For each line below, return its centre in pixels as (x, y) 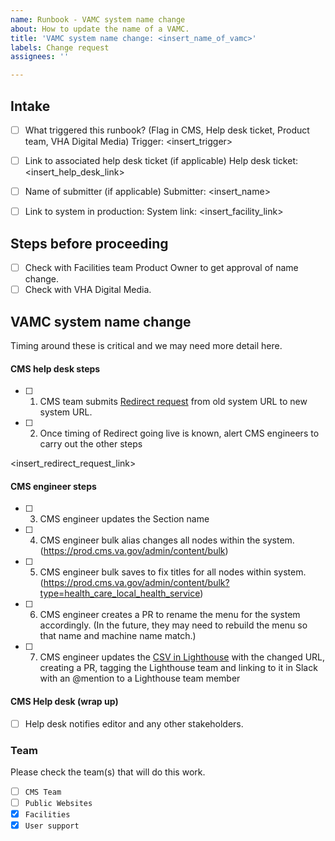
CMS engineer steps (53, 486)
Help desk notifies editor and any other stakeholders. (134, 723)
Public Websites (58, 803)
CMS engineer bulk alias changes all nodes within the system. (167, 540)
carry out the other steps (91, 444)
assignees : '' (40, 57)
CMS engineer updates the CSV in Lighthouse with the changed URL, (182, 657)
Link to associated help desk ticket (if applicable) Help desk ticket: (161, 160)
